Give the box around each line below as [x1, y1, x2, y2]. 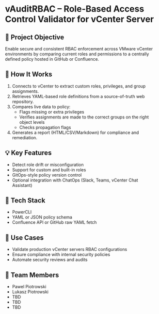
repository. [12, 99, 34, 104]
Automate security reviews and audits [12, 257, 88, 263]
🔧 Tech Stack [5, 197, 46, 205]
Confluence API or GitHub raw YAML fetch [12, 219, 97, 225]
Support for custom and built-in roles [12, 166, 86, 173]
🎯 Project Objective [5, 33, 64, 41]
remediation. [12, 134, 37, 140]
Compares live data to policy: [12, 103, 71, 110]
